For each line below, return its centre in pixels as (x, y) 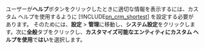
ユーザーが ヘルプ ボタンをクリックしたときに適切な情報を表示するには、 (97, 9)
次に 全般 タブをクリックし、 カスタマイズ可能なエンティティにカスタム (104, 32)
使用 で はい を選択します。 (54, 40)
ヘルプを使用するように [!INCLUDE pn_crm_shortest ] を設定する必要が (106, 17)
